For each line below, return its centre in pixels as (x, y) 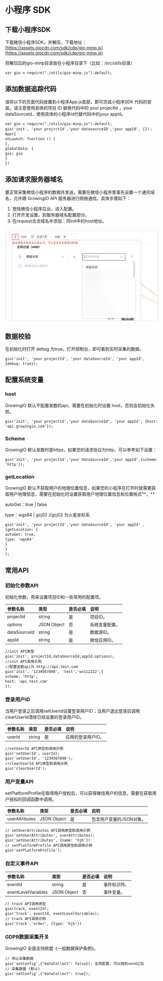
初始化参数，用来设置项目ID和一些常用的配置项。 (54, 597)
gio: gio (14, 153)
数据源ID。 (101, 632)
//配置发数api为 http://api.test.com (41, 667)
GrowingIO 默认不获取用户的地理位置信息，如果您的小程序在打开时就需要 (78, 488)
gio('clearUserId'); (26, 768)
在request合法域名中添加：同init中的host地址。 (59, 221)
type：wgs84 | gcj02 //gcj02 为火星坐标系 (48, 515)
